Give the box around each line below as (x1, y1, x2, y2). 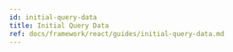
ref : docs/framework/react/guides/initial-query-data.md (9, 29, 225, 38)
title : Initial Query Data (9, 21, 109, 30)
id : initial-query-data (9, 12, 98, 22)
